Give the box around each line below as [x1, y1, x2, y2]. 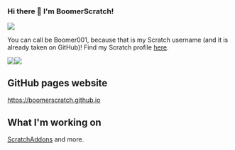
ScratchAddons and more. [7, 134, 84, 144]
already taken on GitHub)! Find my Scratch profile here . [7, 43, 169, 52]
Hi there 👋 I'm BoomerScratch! [7, 6, 114, 16]
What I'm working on [7, 116, 102, 128]
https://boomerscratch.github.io [7, 96, 101, 105]
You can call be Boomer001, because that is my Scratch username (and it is [7, 35, 229, 45]
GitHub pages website [7, 77, 108, 89]
